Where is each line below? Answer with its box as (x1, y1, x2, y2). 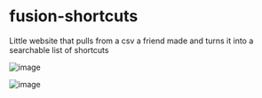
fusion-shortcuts (9, 6, 139, 26)
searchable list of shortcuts (9, 44, 109, 55)
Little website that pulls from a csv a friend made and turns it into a (9, 35, 254, 46)
